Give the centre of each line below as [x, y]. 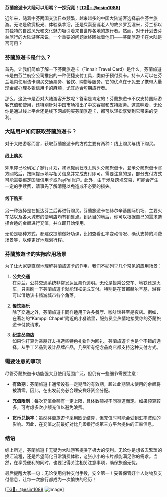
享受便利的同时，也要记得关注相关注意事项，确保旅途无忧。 [79, 462]
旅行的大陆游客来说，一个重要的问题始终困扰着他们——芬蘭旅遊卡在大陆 [83, 37]
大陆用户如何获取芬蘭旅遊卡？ [41, 132]
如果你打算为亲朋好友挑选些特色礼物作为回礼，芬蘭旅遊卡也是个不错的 [84, 341]
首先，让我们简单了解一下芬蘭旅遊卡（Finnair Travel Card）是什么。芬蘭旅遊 [83, 69]
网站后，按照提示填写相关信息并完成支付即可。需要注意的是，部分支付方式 [85, 173]
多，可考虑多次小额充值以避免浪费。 [49, 407]
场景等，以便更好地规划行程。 [36, 240]
